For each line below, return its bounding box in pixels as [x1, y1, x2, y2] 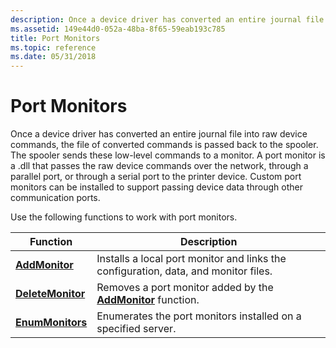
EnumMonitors [15, 316, 88, 330]
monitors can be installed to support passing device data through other [10, 181, 303, 193]
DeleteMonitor [15, 287, 86, 301]
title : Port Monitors [10, 33, 101, 43]
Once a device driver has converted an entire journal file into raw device [10, 128, 308, 140]
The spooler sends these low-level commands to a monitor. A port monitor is [10, 149, 326, 161]
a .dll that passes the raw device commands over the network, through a [10, 160, 309, 172]
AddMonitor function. [96, 293, 200, 307]
